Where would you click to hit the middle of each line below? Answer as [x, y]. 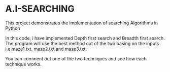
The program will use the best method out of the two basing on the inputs [82, 43]
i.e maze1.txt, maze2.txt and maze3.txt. [46, 49]
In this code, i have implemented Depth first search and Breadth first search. [85, 38]
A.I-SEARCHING [40, 9]
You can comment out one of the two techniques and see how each [76, 58]
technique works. [23, 64]
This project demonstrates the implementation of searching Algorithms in [82, 23]
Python [13, 28]
